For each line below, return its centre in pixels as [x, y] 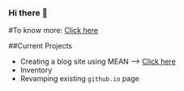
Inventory [36, 70]
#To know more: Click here [53, 31]
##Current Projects [41, 46]
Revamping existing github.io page [79, 79]
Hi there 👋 [28, 13]
